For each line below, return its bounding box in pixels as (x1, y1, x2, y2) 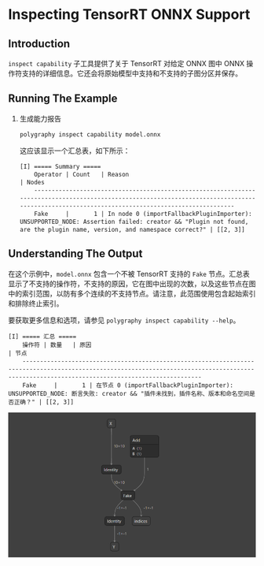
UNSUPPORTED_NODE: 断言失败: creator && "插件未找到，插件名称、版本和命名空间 (8, 389, 250, 397)
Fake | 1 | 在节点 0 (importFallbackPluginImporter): (22, 381, 234, 389)
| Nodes (19, 178, 45, 186)
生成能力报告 (19, 114, 61, 123)
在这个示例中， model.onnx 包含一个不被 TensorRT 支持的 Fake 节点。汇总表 (8, 269, 250, 278)
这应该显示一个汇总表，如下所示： (19, 146, 130, 155)
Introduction (8, 37, 71, 50)
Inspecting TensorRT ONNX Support (8, 6, 251, 24)
